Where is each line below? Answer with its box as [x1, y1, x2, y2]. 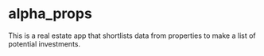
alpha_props [8, 5, 93, 23]
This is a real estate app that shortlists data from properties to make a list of [8, 31, 256, 40]
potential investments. [8, 39, 81, 48]
